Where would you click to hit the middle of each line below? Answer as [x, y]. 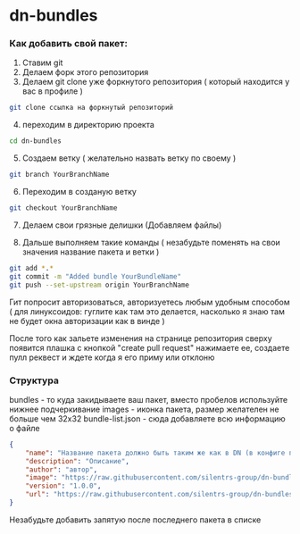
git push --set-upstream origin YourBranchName [100, 285]
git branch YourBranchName [59, 175]
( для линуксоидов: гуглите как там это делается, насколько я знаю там [147, 311]
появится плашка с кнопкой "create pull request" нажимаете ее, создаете [150, 347]
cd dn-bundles [36, 141]
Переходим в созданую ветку [79, 192]
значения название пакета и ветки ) [91, 252]
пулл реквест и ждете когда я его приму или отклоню [112, 357]
